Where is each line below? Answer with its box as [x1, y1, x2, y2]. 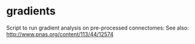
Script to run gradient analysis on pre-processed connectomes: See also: [6, 24, 189, 31]
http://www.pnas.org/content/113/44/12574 [6, 30, 114, 37]
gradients [6, 4, 56, 18]
